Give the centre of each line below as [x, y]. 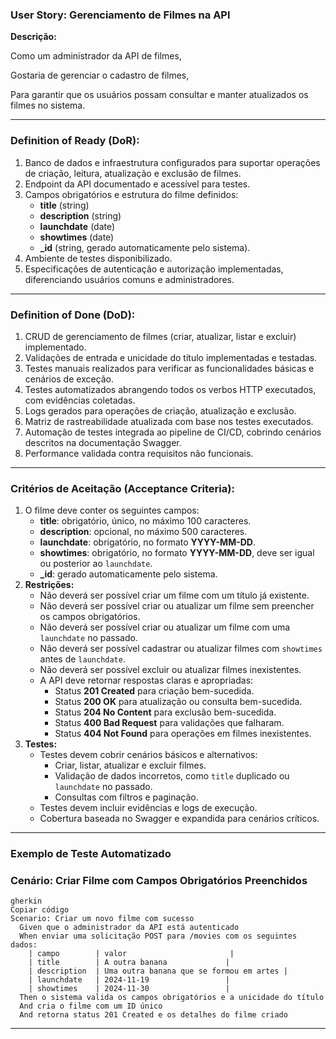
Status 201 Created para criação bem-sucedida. [154, 691]
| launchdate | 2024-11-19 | [129, 980]
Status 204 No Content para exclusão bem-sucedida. [165, 712]
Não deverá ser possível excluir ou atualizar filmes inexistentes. [170, 670]
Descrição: [33, 37]
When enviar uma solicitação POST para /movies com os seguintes [158, 936]
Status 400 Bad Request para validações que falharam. [169, 723]
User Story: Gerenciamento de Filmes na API [120, 15]
